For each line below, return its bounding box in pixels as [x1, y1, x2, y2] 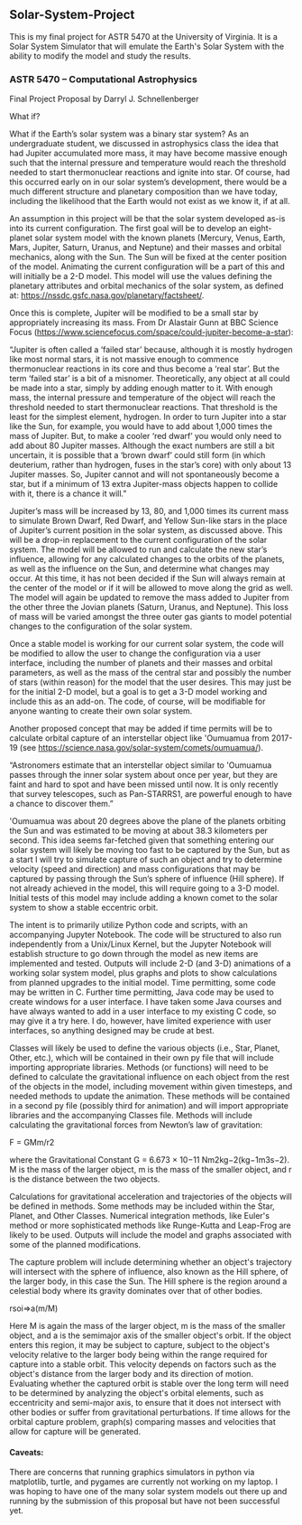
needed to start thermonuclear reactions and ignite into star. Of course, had [9, 167, 290, 178]
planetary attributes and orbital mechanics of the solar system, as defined [9, 280, 284, 292]
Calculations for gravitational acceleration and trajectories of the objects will [9, 1192, 293, 1202]
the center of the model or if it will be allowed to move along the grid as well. [9, 583, 293, 594]
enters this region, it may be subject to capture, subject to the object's [9, 1340, 270, 1351]
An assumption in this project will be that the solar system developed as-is [9, 213, 286, 224]
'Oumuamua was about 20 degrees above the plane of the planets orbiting [9, 816, 287, 827]
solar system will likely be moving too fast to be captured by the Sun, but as [9, 845, 290, 856]
